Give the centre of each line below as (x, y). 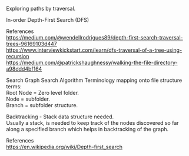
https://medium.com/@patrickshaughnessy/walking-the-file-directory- (92, 62)
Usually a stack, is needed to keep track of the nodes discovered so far (92, 123)
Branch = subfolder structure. (42, 105)
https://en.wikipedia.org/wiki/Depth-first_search (64, 147)
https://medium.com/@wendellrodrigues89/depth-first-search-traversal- (94, 37)
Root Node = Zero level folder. (43, 93)
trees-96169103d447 (31, 44)
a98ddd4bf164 (24, 69)
